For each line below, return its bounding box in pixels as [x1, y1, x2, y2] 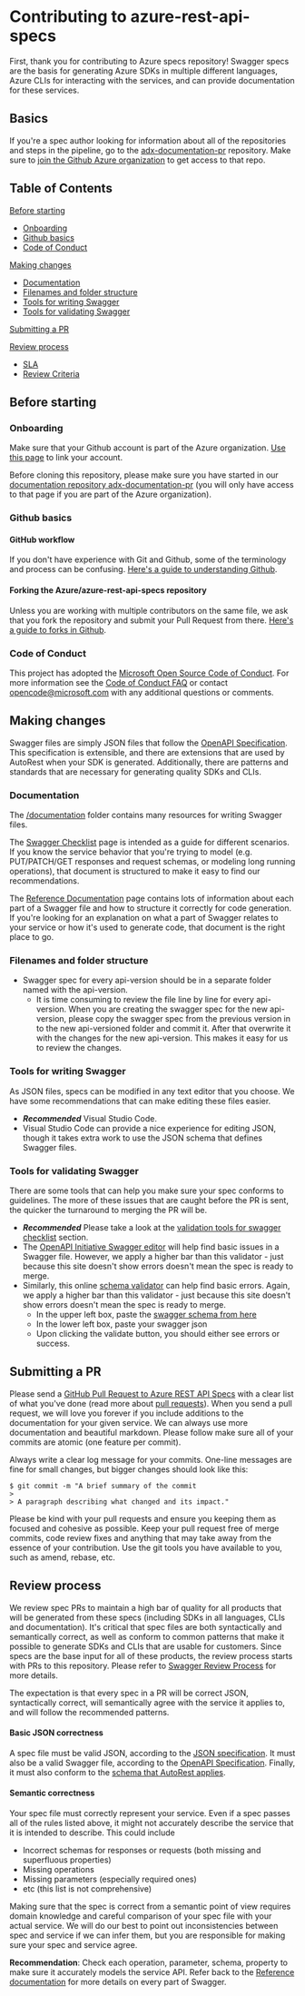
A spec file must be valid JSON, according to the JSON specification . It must [9, 1747, 296, 1758]
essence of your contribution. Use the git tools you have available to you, [9, 1542, 283, 1553]
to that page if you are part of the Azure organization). [9, 489, 212, 500]
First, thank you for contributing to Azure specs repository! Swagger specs [9, 55, 290, 66]
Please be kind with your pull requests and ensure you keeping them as [9, 1513, 277, 1524]
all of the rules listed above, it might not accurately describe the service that [9, 1817, 294, 1828]
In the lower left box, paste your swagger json [35, 1319, 208, 1329]
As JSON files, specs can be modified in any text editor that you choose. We [9, 1085, 295, 1096]
